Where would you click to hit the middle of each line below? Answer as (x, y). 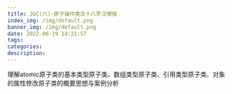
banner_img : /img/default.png (52, 27)
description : (27, 54)
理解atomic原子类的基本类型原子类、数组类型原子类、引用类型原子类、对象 (116, 74)
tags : (15, 40)
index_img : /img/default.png (50, 20)
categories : (25, 47)
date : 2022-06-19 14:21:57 (47, 34)
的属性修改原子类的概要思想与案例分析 (63, 83)
